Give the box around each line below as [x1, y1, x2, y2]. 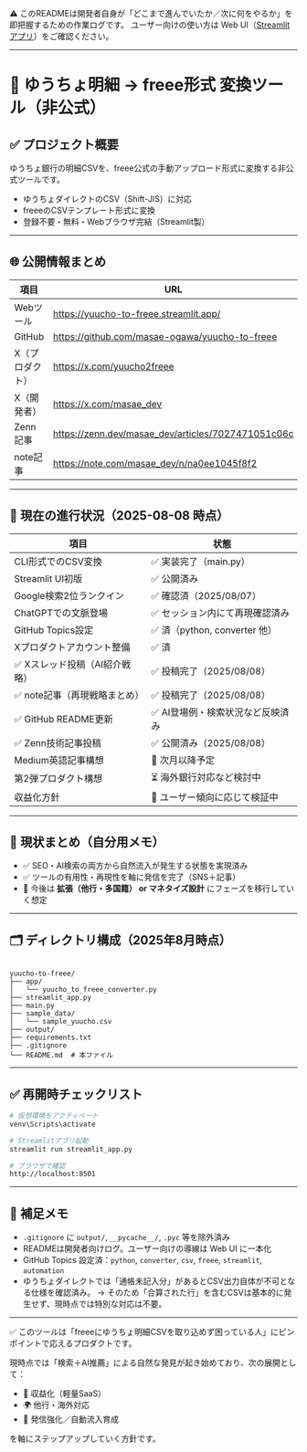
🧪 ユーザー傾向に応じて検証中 [151, 791, 279, 804]
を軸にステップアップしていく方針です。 [9, 1433, 162, 1445]
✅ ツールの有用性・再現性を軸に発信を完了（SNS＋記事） [22, 871, 241, 883]
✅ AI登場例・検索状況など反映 [151, 706, 281, 719]
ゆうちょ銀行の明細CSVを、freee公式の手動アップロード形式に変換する [9, 163, 279, 174]
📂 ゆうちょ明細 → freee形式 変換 [9, 75, 252, 96]
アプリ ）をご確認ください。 [9, 31, 114, 41]
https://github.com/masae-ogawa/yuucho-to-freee [53, 330, 278, 342]
